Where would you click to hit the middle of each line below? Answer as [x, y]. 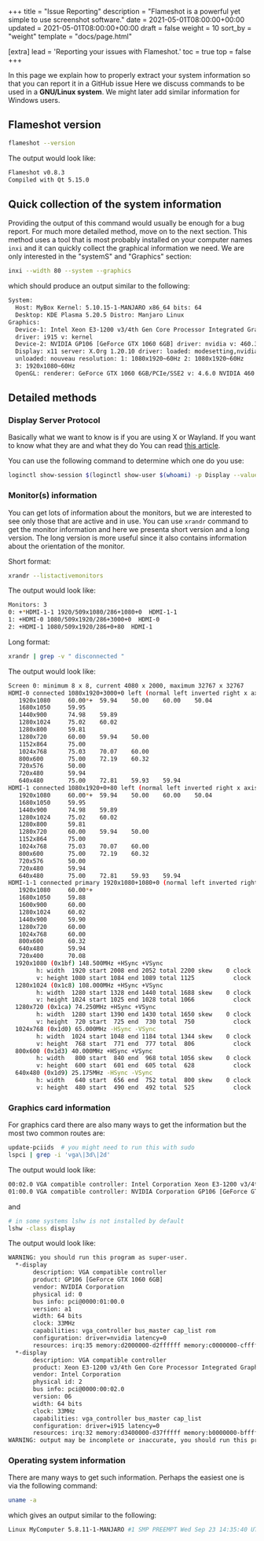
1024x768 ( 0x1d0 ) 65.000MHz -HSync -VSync [86, 1029]
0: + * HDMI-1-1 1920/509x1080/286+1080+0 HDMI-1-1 [93, 612]
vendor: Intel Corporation [77, 1374]
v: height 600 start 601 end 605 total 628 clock [144, 1066]
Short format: [30, 561]
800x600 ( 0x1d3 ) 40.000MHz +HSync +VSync [84, 1051]
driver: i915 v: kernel [54, 337]
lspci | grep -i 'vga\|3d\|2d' [59, 1155]
